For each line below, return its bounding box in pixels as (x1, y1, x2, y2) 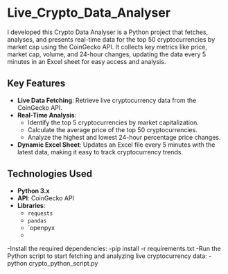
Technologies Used (7, 168, 92, 180)
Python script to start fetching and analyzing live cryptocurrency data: (7, 252, 208, 260)
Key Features (7, 78, 66, 90)
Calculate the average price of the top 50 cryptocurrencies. (27, 125, 198, 134)
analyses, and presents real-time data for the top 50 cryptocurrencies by (7, 35, 216, 43)
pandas (27, 217, 47, 224)
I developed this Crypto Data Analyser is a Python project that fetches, (7, 28, 209, 36)
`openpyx (27, 223, 55, 232)
